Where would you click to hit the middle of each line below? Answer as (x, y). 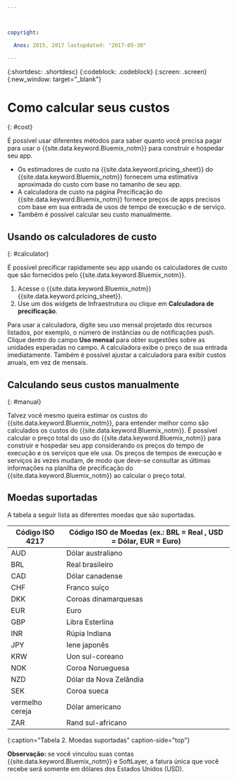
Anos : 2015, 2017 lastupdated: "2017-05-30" (80, 45)
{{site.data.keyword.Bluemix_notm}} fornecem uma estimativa (108, 177)
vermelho (26, 702)
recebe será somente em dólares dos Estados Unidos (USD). (96, 768)
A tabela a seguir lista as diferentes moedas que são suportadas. (102, 515)
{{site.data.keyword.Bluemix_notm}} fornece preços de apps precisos (119, 199)
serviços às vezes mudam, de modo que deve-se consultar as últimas (109, 461)
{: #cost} (20, 127)
